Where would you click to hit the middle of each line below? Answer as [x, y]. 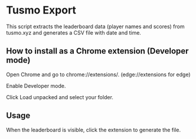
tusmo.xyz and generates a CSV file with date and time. [74, 32]
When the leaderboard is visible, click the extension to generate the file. [94, 130]
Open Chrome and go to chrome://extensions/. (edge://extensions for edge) [98, 74]
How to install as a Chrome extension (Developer [97, 51]
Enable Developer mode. [36, 86]
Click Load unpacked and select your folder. [60, 97]
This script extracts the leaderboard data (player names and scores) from [95, 26]
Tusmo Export [41, 10]
